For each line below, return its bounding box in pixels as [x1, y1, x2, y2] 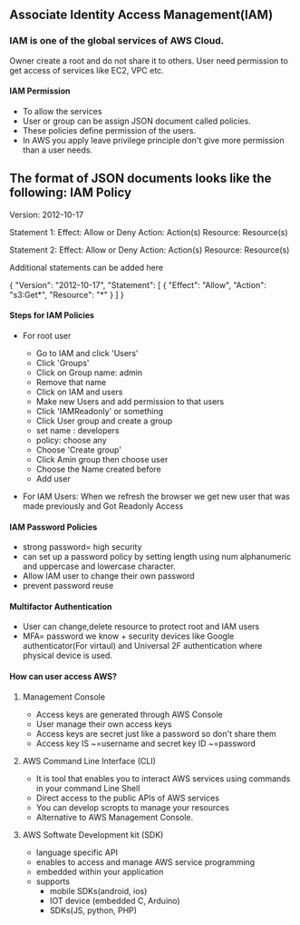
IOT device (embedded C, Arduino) [49, 895, 180, 906]
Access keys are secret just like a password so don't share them [35, 728, 276, 739]
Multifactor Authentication [9, 601, 112, 612]
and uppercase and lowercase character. [22, 561, 176, 572]
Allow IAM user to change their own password [22, 571, 195, 582]
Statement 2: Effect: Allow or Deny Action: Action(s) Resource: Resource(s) [9, 244, 290, 255]
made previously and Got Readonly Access [22, 500, 184, 512]
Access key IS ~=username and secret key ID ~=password [35, 738, 256, 749]
